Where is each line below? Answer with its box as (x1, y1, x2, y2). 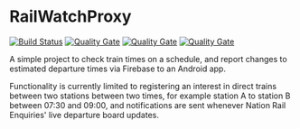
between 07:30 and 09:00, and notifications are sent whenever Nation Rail (9, 99, 286, 110)
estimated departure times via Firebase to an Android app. (9, 63, 226, 74)
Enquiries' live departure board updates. (9, 109, 160, 120)
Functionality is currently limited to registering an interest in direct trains (9, 80, 277, 91)
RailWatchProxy (9, 6, 132, 27)
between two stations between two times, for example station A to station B (9, 90, 291, 101)
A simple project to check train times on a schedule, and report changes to (9, 53, 287, 64)
